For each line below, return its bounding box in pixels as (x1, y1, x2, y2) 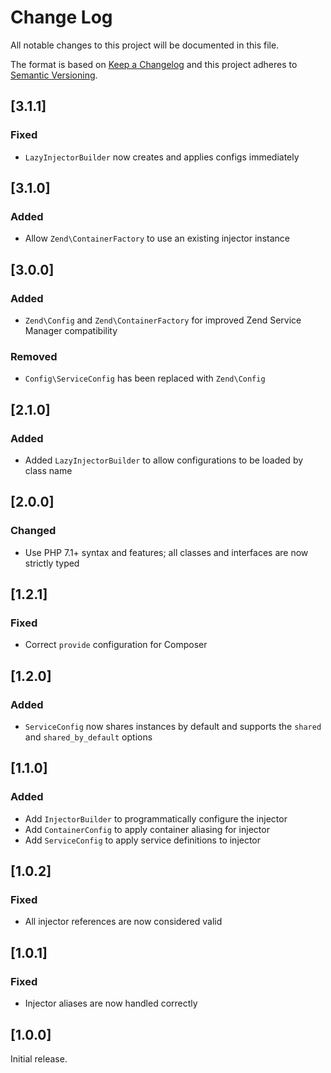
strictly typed (24, 557, 80, 569)
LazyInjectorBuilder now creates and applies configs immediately (24, 151, 300, 163)
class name (24, 464, 73, 476)
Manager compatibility (24, 325, 118, 336)
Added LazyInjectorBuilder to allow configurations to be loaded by (24, 454, 304, 466)
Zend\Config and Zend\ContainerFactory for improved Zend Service (24, 314, 302, 326)
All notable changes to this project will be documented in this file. (10, 39, 280, 51)
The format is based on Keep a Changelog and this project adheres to (10, 58, 298, 70)
